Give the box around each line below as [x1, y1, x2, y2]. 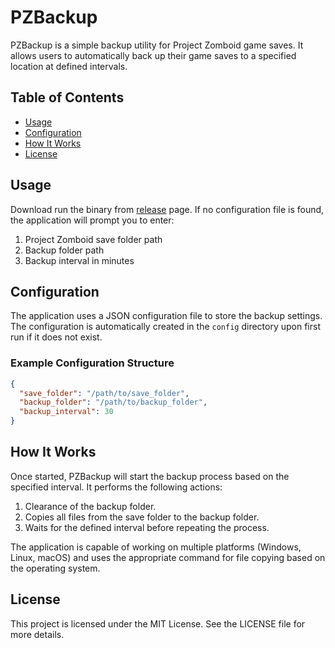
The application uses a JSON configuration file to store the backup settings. [10, 310, 323, 322]
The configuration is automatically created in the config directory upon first [10, 321, 321, 333]
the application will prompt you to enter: [10, 214, 175, 226]
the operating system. [10, 562, 101, 574]
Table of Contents [10, 89, 125, 106]
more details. [10, 628, 65, 640]
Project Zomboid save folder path [24, 233, 163, 245]
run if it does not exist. [10, 331, 103, 343]
